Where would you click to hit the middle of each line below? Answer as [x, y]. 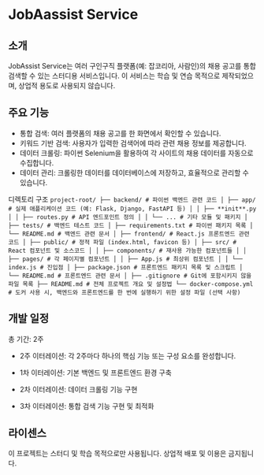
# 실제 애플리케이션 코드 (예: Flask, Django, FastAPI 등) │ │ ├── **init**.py [132, 209]
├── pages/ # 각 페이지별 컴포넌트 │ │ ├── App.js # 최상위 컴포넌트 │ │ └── [125, 259]
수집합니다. [37, 162]
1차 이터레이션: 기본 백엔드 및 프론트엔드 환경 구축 [95, 373]
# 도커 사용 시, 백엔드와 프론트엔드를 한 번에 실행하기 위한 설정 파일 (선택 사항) [125, 292]
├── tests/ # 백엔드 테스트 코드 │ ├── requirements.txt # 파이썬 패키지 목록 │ [131, 225]
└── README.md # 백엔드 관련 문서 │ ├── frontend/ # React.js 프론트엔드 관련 [129, 234]
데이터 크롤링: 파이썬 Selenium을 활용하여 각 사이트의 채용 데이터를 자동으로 [136, 153]
